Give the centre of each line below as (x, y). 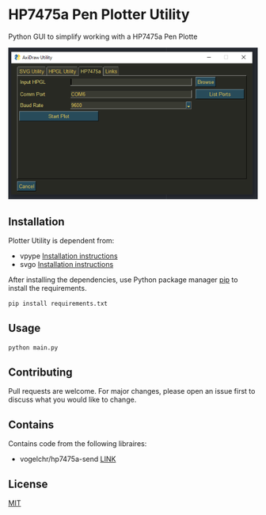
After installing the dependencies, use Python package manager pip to (123, 280)
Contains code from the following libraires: (78, 444)
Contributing (40, 372)
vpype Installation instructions (68, 256)
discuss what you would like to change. (72, 400)
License (28, 484)
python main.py (33, 347)
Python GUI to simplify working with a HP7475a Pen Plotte (103, 36)
